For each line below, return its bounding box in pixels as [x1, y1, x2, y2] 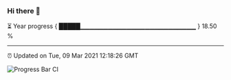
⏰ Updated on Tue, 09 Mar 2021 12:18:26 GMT [7, 51, 139, 60]
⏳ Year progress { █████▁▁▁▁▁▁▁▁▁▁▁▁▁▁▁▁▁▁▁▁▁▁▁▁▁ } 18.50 [7, 22, 217, 30]
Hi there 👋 [7, 6, 41, 16]
